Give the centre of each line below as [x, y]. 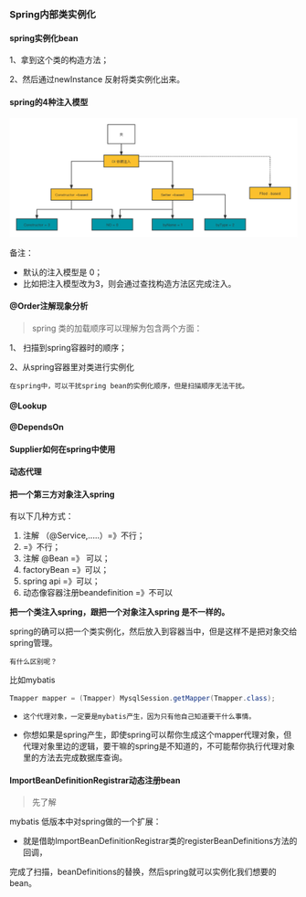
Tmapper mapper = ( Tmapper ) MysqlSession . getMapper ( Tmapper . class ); [142, 699]
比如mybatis [32, 680]
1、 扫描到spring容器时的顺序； [69, 347]
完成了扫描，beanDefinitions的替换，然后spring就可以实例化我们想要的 [143, 872]
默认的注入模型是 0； [63, 272]
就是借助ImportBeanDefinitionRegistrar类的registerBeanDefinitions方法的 [160, 841]
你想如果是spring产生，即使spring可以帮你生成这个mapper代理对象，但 [157, 735]
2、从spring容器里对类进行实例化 [72, 366]
